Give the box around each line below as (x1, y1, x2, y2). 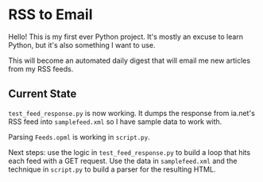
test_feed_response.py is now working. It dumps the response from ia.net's (8, 108, 256, 118)
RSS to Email (8, 6, 93, 24)
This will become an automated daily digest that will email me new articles (8, 56, 251, 65)
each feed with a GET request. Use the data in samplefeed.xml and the (8, 156, 238, 165)
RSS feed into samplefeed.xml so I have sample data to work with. (8, 117, 222, 126)
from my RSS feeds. (8, 64, 74, 73)
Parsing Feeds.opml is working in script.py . (8, 132, 150, 141)
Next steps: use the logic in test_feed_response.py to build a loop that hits (8, 147, 251, 157)
